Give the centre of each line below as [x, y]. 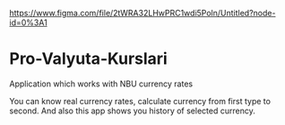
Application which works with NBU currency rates [101, 84]
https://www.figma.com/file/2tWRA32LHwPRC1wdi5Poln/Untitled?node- [142, 13]
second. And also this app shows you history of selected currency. [132, 111]
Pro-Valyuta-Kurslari [88, 59]
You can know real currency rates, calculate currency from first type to [140, 101]
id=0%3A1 [28, 22]
